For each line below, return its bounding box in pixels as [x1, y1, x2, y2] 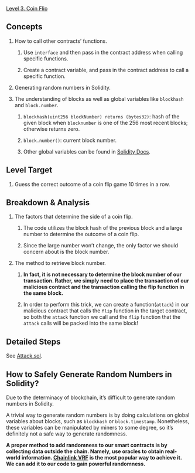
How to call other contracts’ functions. [14, 38, 107, 45]
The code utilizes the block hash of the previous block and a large [23, 224, 183, 232]
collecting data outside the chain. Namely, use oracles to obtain [6, 448, 164, 455]
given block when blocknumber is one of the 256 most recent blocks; [23, 119, 189, 126]
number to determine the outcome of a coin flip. [23, 231, 139, 238]
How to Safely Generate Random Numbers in [6, 369, 172, 379]
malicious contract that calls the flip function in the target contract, [23, 307, 187, 314]
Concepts [6, 22, 43, 32]
